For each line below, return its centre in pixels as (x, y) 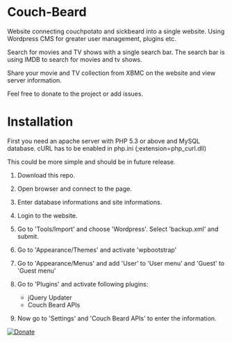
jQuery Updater (50, 297)
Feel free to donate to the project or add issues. (75, 94)
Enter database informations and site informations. (90, 202)
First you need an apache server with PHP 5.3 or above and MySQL (103, 141)
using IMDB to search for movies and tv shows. (75, 59)
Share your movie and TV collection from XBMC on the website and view (111, 73)
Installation (40, 122)
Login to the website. (47, 215)
